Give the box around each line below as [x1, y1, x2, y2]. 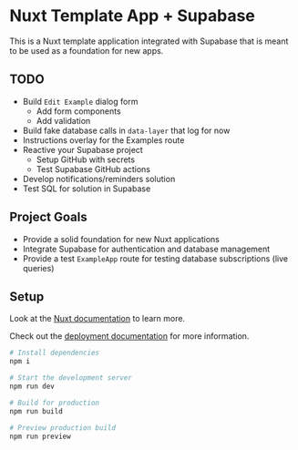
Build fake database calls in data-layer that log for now [22, 125, 231, 136]
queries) [22, 262, 55, 273]
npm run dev [9, 382, 55, 391]
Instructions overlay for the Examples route [22, 134, 185, 146]
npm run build [9, 406, 64, 415]
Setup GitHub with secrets [36, 154, 135, 165]
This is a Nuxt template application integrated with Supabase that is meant [9, 36, 289, 46]
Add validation [36, 115, 91, 126]
